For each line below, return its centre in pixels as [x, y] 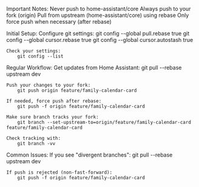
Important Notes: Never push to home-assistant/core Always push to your [99, 9]
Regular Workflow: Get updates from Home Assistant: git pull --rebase [94, 67]
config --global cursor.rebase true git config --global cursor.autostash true [100, 40]
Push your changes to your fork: [49, 85]
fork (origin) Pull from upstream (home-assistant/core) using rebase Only [98, 15]
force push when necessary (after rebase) [59, 22]
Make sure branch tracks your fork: [52, 117]
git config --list [40, 56]
